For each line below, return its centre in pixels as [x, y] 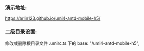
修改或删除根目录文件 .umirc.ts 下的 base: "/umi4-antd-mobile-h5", [72, 43]
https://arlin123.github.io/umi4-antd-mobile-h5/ [53, 18]
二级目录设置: [21, 32]
